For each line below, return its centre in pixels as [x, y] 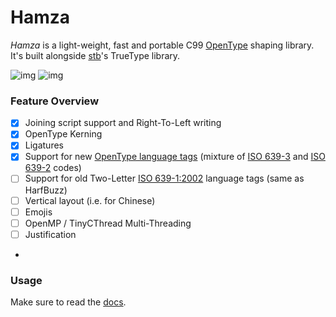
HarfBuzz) [46, 190]
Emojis [38, 212]
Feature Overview [55, 101]
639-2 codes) [53, 168]
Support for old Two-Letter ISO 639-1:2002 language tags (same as [164, 178]
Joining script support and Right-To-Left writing [123, 123]
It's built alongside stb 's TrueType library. [95, 55]
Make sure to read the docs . [68, 302]
